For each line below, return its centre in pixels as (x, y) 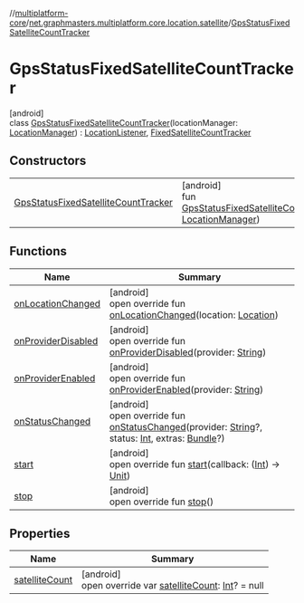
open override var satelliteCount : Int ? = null (172, 586)
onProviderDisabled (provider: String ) (188, 352)
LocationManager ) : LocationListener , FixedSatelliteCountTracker (130, 132)
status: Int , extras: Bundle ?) (167, 438)
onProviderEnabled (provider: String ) (186, 389)
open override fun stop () (161, 502)
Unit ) (120, 475)
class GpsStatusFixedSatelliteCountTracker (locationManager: (123, 122)
